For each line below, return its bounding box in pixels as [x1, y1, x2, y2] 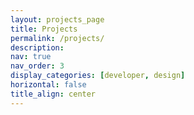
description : [10, 42, 65, 53]
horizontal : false [10, 80, 87, 90]
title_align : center [10, 89, 97, 99]
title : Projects [10, 24, 78, 34]
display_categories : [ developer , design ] [10, 71, 186, 81]
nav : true [10, 52, 52, 62]
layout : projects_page [10, 14, 105, 25]
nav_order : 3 [10, 61, 65, 71]
